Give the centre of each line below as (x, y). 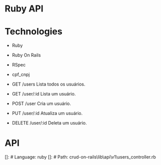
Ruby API (24, 9)
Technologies (34, 32)
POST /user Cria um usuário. (41, 103)
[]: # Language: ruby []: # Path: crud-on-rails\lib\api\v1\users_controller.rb (80, 157)
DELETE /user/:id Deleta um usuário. (49, 123)
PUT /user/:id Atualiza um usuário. (47, 113)
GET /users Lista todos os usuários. (48, 84)
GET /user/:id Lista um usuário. (44, 94)
